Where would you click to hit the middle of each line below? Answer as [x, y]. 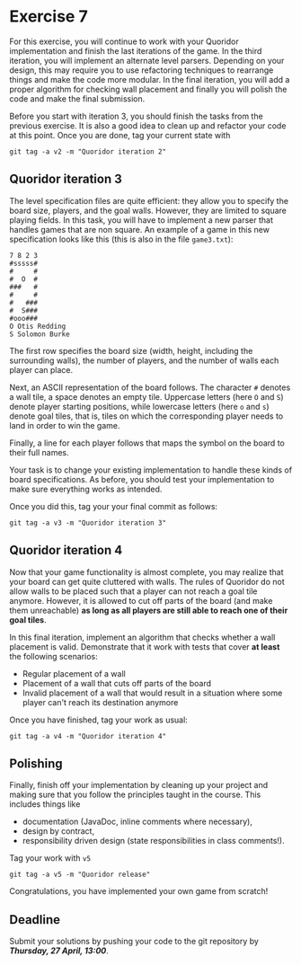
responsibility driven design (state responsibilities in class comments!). [153, 841]
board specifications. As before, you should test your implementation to [142, 479]
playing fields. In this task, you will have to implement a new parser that [142, 220]
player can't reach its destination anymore [100, 702]
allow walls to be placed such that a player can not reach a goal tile [133, 591]
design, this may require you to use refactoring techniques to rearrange [142, 70]
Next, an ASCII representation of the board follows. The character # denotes [150, 387]
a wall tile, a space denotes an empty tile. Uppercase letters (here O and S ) [147, 396]
